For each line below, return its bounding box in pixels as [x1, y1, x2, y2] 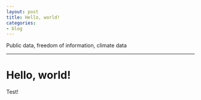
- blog [6, 25, 23, 32]
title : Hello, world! [6, 14, 60, 20]
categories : [6, 20, 36, 26]
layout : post [6, 8, 39, 15]
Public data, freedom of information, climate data [6, 42, 127, 49]
